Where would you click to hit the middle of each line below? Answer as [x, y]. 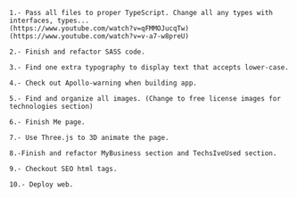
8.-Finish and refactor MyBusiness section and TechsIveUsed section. [143, 153]
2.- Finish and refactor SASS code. [77, 52]
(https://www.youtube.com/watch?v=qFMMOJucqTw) [99, 29]
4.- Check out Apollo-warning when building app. [103, 83]
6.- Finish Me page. [48, 122]
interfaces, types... [49, 21]
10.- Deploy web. [41, 185]
